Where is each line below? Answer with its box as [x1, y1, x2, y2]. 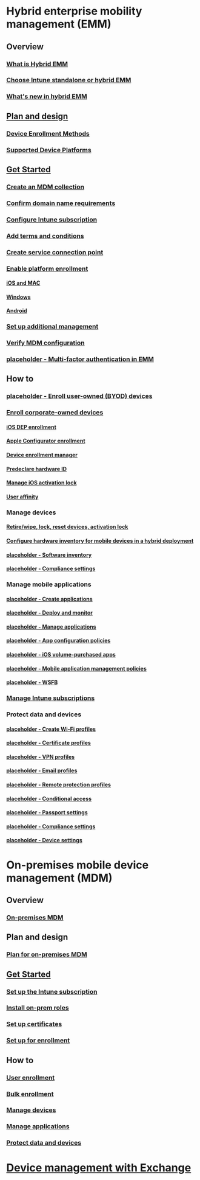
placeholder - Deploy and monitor [6, 609, 93, 616]
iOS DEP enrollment [6, 423, 56, 430]
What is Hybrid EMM [6, 60, 68, 68]
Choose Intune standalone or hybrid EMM [6, 76, 132, 85]
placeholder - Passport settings [6, 809, 88, 816]
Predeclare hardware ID [6, 465, 67, 472]
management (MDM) [6, 871, 113, 885]
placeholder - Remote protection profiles [6, 781, 111, 789]
